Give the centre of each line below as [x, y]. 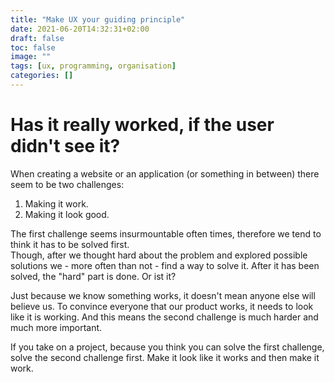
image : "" [31, 57]
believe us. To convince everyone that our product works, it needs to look [162, 306]
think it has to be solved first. [70, 244]
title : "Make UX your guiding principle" [98, 19]
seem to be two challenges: [67, 184]
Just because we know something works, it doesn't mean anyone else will [163, 295]
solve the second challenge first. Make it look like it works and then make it [165, 357]
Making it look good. [67, 214]
